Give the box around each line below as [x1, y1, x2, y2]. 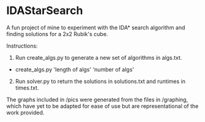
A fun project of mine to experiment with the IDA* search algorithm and [6, 24, 185, 31]
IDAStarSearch [6, 4, 83, 18]
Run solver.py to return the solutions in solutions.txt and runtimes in [15, 77, 185, 85]
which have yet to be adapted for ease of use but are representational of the [6, 102, 199, 110]
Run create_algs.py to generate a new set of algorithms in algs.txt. [15, 54, 182, 61]
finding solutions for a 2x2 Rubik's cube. [6, 30, 108, 37]
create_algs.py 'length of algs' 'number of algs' [15, 65, 135, 73]
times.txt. [15, 84, 39, 91]
